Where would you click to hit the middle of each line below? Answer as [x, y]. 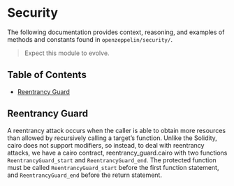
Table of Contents [47, 75]
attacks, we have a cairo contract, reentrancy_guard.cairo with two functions [117, 153]
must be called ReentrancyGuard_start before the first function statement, [113, 167]
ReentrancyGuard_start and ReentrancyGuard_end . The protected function [112, 160]
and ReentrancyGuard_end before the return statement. [85, 175]
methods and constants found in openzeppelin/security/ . [90, 39]
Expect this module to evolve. [67, 53]
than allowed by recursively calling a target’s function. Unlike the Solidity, [112, 138]
